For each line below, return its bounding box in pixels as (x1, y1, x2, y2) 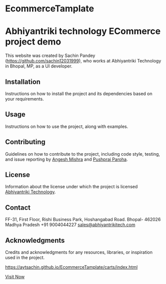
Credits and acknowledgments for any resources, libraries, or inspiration (5, 249, 153, 255)
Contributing (5, 138, 46, 146)
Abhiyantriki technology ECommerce (5, 26, 161, 37)
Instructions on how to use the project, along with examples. (5, 123, 128, 129)
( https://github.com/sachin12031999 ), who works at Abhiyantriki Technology (5, 58, 162, 64)
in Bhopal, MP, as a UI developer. (5, 63, 73, 69)
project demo (5, 36, 61, 48)
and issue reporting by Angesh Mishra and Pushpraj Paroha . (5, 156, 128, 162)
